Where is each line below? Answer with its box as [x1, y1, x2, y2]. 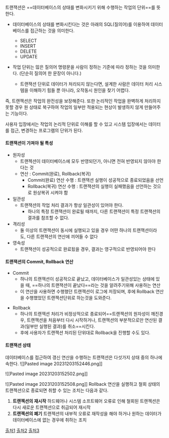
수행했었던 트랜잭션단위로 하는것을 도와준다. [25, 295, 112, 301]
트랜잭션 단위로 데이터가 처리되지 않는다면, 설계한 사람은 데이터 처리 [20, 81, 153, 87]
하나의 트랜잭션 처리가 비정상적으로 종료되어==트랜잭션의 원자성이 [20, 311, 150, 317]
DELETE [20, 48, 37, 54]
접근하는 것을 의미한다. [30, 28, 74, 34]
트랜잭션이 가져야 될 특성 [5, 140, 53, 146]
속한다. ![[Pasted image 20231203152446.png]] [5, 361, 103, 367]
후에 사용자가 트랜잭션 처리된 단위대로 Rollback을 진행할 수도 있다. [20, 330, 151, 336]
